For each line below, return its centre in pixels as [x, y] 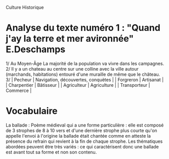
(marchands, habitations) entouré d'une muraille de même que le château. [83, 74]
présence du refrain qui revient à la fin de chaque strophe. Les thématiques [84, 141]
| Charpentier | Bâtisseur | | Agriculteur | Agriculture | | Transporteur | [78, 85]
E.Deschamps [35, 50]
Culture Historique [25, 7]
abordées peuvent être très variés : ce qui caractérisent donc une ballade [82, 146]
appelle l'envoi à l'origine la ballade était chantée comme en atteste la [78, 136]
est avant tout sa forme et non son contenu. [51, 152]
